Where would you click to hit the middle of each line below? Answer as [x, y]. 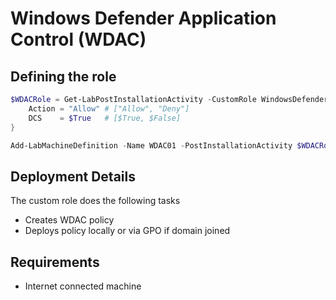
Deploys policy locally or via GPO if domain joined [127, 231]
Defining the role [63, 76]
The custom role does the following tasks [95, 201]
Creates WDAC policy [69, 220]
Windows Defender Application [143, 18]
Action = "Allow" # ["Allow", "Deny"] [109, 108]
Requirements [55, 262]
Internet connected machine [83, 286]
